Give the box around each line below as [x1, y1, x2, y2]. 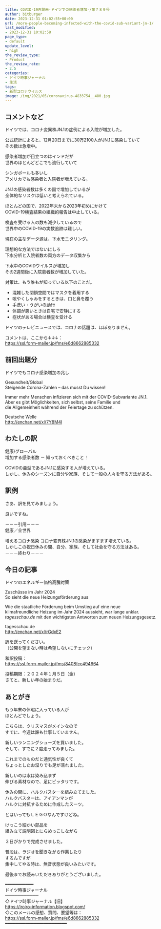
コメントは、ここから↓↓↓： [5, 335, 63, 341]
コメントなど [5, 113, 44, 121]
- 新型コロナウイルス [5, 89, 42, 94]
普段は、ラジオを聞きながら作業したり [5, 849, 82, 855]
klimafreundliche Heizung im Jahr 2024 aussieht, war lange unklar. [5, 609, 140, 615]
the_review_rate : [5, 62, 40, 66]
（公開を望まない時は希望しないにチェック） [5, 645, 95, 651]
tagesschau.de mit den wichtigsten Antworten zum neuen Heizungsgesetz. [5, 614, 157, 620]
